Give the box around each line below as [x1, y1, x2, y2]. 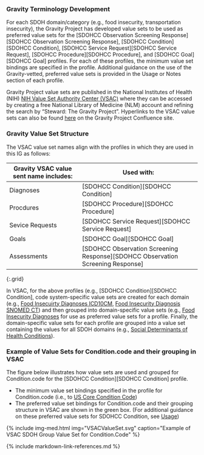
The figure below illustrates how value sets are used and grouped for [6, 368, 179, 375]
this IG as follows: [6, 149, 50, 157]
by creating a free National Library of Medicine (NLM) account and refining [6, 101, 194, 109]
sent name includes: [13, 172, 73, 180]
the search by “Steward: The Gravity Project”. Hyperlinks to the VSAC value [6, 108, 195, 115]
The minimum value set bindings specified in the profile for [15, 386, 163, 394]
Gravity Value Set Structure [6, 129, 89, 138]
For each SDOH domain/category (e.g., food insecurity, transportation [6, 19, 181, 26]
